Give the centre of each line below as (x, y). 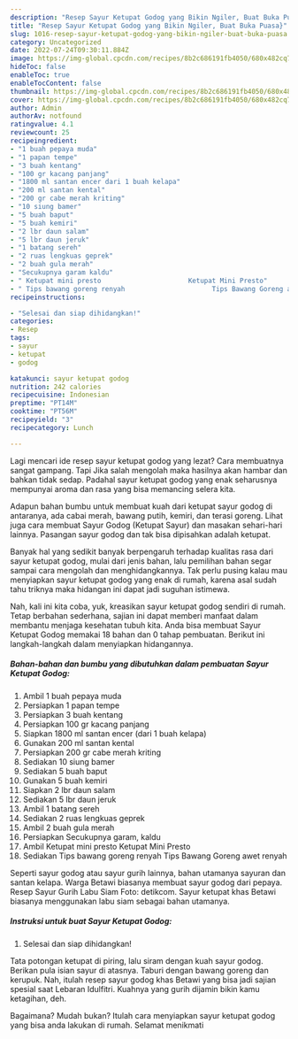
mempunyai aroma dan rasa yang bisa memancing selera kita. (123, 489)
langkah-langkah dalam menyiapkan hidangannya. (102, 643)
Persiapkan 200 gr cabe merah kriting (92, 752)
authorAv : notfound (46, 116)
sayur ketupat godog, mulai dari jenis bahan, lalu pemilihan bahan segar (141, 561)
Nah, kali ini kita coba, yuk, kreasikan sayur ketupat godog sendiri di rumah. (148, 606)
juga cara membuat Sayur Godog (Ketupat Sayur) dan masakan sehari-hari (146, 525)
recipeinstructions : (48, 297)
